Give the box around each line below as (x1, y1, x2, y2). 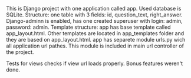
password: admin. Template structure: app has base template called (6, 23, 171, 30)
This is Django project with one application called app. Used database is (6, 5, 182, 12)
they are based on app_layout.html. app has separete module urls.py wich (6, 36, 186, 43)
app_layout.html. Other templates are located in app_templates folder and (6, 30, 185, 37)
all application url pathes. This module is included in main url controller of (6, 42, 185, 49)
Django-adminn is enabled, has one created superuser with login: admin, (6, 18, 183, 24)
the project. (6, 49, 34, 55)
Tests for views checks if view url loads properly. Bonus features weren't (6, 60, 183, 67)
